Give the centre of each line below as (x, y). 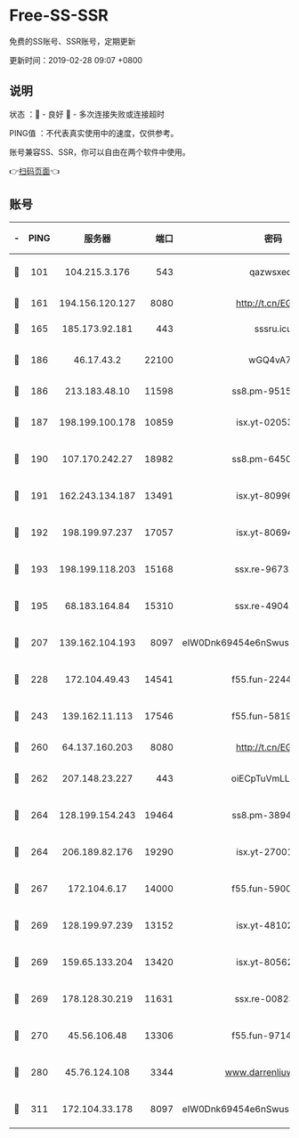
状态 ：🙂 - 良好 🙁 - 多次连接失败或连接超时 (87, 114)
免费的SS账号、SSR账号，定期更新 (73, 41)
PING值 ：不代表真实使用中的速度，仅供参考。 (94, 133)
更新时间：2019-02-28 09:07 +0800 (76, 60)
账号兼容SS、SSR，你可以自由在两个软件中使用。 (100, 151)
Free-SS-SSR (59, 16)
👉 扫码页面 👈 (35, 171)
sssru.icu (273, 329)
